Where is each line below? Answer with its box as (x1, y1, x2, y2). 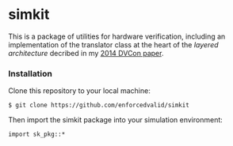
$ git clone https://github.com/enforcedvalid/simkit (8, 101, 190, 110)
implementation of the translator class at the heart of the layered (8, 39, 220, 49)
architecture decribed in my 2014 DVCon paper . (8, 48, 164, 58)
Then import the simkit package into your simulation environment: (8, 115, 223, 125)
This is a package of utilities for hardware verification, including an (8, 32, 226, 41)
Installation (8, 68, 53, 79)
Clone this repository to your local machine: (8, 86, 151, 95)
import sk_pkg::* (8, 130, 66, 139)
